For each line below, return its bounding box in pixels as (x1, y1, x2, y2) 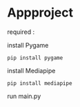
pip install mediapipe (7, 79, 72, 87)
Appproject (7, 5, 74, 21)
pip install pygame (7, 54, 63, 61)
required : (7, 28, 35, 36)
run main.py (7, 92, 41, 100)
